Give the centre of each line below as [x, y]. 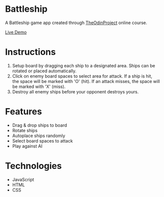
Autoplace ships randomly [39, 136]
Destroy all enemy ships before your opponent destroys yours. [75, 91]
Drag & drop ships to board [40, 125]
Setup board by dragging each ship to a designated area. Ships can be [84, 65]
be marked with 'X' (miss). [39, 86]
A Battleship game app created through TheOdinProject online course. [76, 23]
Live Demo [16, 32]
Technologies [34, 166]
